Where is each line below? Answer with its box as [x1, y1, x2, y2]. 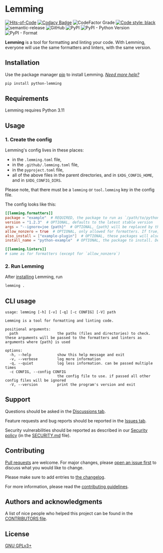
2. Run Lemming [5, 263, 44, 269]
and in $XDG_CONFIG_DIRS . [12, 177, 62, 183]
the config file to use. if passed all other [57, 374, 151, 379]
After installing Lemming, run [5, 274, 63, 280]
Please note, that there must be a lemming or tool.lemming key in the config [5, 187, 155, 193]
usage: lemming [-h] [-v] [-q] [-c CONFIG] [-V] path [5, 309, 116, 315]
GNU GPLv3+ [5, 543, 32, 549]
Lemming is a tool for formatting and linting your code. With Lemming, [5, 39, 146, 45]
